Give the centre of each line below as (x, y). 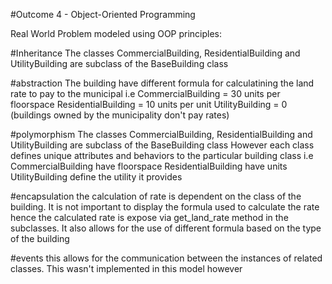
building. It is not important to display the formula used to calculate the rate (165, 207)
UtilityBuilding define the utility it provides (96, 177)
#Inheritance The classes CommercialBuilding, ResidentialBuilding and (155, 53)
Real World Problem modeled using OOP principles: (116, 33)
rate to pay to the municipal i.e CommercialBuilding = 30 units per (145, 93)
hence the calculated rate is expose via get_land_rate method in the (149, 217)
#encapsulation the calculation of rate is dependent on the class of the (156, 196)
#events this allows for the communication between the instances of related (166, 258)
